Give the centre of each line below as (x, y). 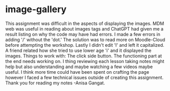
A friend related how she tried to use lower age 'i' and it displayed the (78, 50)
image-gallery (36, 9)
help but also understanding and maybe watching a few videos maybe (79, 67)
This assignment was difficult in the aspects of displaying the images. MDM (85, 23)
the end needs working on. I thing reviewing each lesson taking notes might (85, 61)
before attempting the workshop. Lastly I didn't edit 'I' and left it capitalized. (85, 45)
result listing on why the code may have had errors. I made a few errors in (83, 34)
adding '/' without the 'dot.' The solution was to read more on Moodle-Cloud (85, 40)
